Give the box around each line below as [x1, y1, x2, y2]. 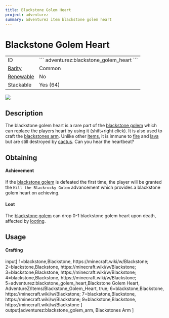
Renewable [8, 73, 34, 80]
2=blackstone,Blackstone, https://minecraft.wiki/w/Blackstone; [5, 264, 137, 270]
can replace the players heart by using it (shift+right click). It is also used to [5, 128, 163, 134]
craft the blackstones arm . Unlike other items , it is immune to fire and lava [5, 133, 159, 139]
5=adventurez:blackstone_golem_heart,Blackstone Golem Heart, [5, 280, 140, 286]
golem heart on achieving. [5, 189, 60, 196]
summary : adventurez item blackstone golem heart [5, 17, 112, 22]
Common [38, 65, 61, 72]
